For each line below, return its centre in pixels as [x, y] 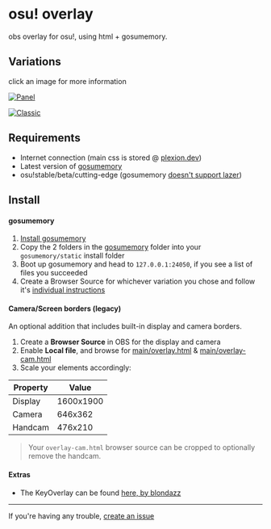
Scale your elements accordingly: [75, 367]
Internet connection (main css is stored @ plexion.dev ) [111, 157]
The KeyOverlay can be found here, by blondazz [100, 493]
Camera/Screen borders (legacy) [65, 309]
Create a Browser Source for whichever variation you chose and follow [138, 281]
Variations [35, 62]
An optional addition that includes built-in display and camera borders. [125, 326]
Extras [19, 474]
